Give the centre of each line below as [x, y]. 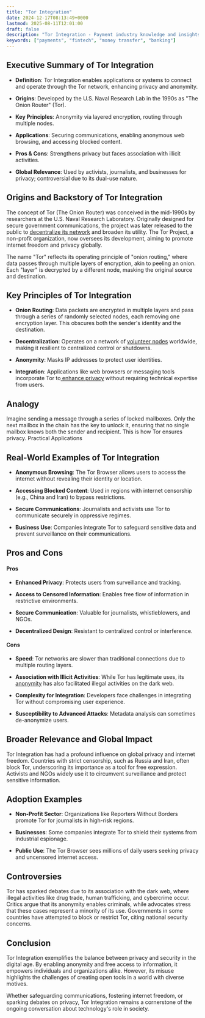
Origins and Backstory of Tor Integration [85, 197]
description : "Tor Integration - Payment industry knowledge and [91, 35]
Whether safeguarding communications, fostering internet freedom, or [95, 996]
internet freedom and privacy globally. [54, 245]
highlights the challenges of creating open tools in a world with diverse [95, 978]
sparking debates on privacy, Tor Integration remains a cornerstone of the [99, 1002]
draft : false [23, 29]
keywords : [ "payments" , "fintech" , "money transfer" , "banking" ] [91, 40]
